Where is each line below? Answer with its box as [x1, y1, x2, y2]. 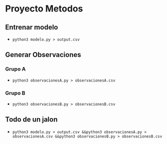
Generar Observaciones [5, 50, 81, 59]
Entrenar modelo [5, 23, 58, 31]
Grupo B [5, 89, 26, 96]
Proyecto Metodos [5, 3, 83, 14]
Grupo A [5, 65, 26, 72]
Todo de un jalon [5, 115, 58, 124]
